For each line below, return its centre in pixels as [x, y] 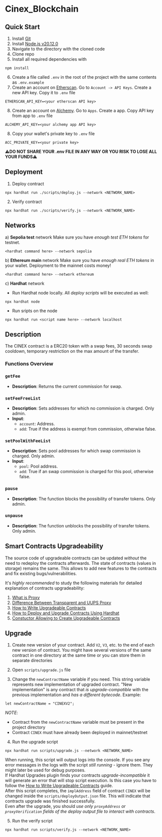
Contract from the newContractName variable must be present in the [78, 722]
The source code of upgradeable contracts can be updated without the [76, 558]
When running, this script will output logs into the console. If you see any [78, 760]
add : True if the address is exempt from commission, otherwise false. [88, 429]
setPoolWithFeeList [28, 441]
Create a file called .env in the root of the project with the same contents [84, 77]
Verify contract [27, 201]
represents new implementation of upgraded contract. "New [72, 684]
